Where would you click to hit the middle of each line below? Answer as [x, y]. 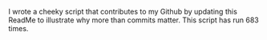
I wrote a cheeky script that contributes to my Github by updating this [123, 12]
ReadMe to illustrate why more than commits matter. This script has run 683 [133, 20]
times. [18, 28]
